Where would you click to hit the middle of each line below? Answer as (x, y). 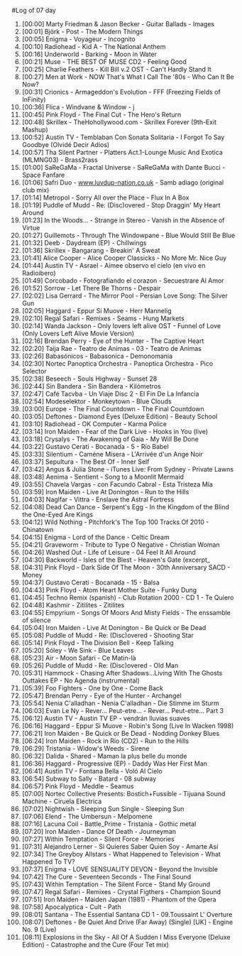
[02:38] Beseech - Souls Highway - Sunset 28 (89, 379)
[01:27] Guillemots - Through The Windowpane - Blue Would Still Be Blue (128, 235)
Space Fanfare (43, 175)
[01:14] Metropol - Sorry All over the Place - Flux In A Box (105, 197)
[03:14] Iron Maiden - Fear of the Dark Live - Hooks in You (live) (115, 431)
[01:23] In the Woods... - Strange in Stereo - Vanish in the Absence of (123, 220)
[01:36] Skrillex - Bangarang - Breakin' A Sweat (91, 250)
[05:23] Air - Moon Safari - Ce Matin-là (79, 658)
